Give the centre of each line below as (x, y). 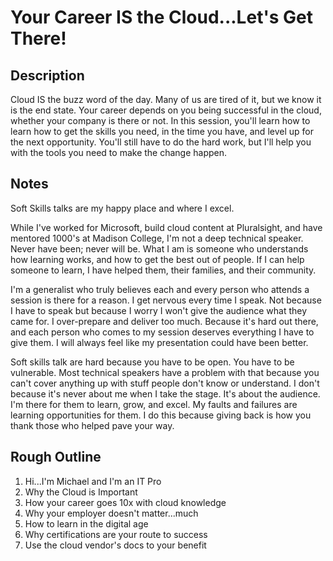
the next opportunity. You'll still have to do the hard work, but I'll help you (161, 142)
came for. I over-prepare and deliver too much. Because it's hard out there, (164, 321)
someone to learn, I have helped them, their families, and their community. (163, 270)
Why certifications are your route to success (116, 534)
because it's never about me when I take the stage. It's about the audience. (165, 393)
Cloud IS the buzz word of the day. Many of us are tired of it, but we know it (166, 99)
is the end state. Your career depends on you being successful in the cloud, (166, 110)
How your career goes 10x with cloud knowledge (125, 502)
